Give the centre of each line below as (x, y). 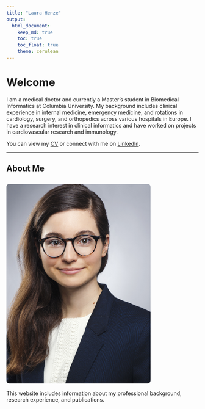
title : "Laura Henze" (34, 13)
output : (16, 19)
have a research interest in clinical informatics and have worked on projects (101, 125)
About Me (25, 169)
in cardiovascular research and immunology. (62, 132)
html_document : (31, 26)
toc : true (30, 39)
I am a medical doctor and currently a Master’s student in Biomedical (92, 99)
